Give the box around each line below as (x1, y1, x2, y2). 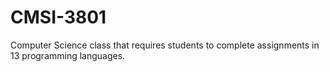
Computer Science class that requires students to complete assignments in (10, 39, 320, 51)
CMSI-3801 (10, 6, 107, 29)
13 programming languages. (10, 49, 126, 61)
